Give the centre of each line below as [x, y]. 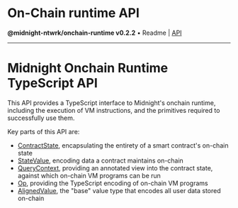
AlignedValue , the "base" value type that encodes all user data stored [119, 190]
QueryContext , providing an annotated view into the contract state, [115, 168]
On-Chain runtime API [74, 13]
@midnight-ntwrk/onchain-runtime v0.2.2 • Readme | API [95, 33]
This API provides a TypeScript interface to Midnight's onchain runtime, [112, 103]
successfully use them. [41, 118]
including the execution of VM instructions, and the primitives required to [114, 110]
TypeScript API [52, 83]
